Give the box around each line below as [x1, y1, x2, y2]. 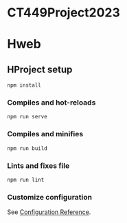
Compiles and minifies [7, 129, 84, 139]
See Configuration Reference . [7, 208, 91, 216]
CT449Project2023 [7, 5, 120, 21]
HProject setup [7, 63, 73, 75]
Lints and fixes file [7, 160, 70, 170]
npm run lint [7, 177, 45, 184]
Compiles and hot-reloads [7, 98, 96, 107]
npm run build [7, 145, 48, 152]
